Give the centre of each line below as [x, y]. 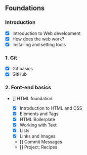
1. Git [11, 58]
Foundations [25, 8]
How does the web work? [38, 39]
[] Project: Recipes [39, 147]
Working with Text [38, 125]
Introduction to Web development [46, 33]
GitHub [20, 74]
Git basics [22, 69]
